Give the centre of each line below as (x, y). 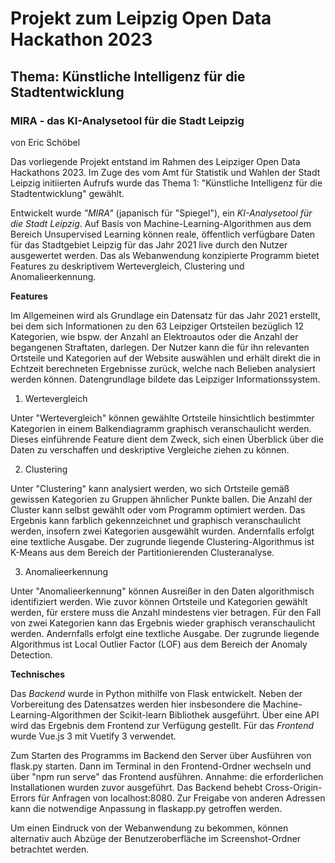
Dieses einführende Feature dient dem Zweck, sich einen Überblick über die (167, 439)
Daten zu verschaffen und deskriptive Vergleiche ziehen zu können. (150, 449)
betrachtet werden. (50, 849)
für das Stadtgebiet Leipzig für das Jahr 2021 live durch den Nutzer (149, 244)
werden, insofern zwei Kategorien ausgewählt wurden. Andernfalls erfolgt (162, 531)
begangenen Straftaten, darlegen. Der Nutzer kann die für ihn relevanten (160, 347)
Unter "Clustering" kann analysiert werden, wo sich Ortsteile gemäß (150, 488)
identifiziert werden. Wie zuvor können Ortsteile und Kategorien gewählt (159, 601)
